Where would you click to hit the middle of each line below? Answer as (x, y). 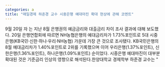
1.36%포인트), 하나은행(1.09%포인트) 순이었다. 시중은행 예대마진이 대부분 (89, 53)
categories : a (20, 10)
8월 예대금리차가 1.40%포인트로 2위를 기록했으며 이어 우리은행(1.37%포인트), (80, 47)
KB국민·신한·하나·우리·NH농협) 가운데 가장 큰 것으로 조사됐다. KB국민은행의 (87, 41)
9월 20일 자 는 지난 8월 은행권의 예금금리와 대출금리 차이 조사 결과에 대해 (75, 29)
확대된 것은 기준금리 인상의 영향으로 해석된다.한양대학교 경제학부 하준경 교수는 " (82, 59)
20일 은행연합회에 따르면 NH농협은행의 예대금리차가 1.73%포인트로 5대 (80, 35)
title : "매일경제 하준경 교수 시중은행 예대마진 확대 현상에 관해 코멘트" (69, 14)
